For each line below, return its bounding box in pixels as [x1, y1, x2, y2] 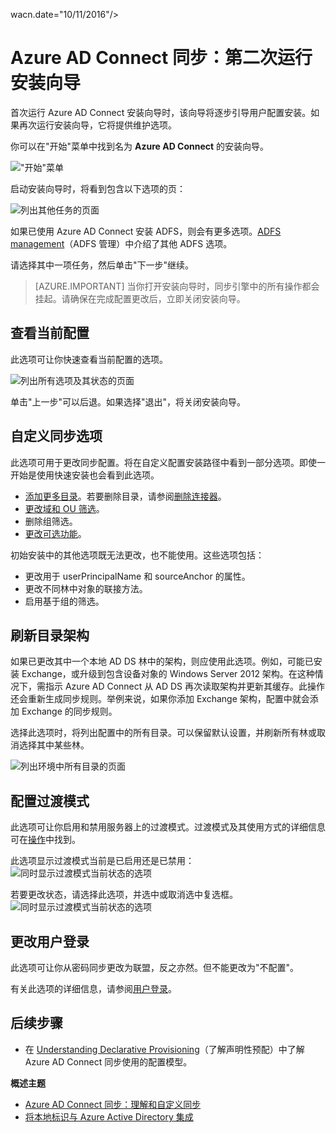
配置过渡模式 [10, 792, 90, 809]
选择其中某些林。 [18, 739, 90, 751]
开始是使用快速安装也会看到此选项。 [10, 469, 160, 481]
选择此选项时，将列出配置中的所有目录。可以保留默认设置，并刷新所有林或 [10, 727, 317, 739]
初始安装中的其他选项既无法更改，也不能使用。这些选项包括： [10, 549, 265, 561]
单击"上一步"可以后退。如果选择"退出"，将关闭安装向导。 [10, 395, 247, 408]
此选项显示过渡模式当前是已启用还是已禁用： [10, 855, 195, 867]
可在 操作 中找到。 [10, 834, 81, 846]
